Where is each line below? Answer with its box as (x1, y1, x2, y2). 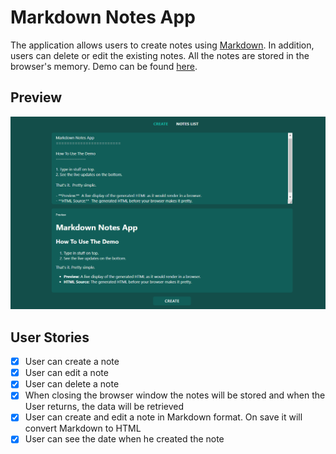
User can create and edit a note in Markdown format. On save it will (24, 411, 303, 423)
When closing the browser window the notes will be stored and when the (24, 389, 326, 401)
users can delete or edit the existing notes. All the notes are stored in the (10, 49, 310, 61)
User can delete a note (24, 378, 120, 390)
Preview (10, 89, 63, 106)
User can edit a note (24, 367, 109, 379)
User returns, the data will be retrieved (24, 401, 185, 413)
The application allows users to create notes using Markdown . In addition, (10, 39, 315, 51)
